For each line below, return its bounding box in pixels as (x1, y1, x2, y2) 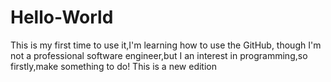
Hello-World (10, 6, 114, 29)
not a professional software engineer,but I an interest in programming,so (10, 49, 308, 61)
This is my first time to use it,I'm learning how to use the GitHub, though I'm (10, 39, 322, 51)
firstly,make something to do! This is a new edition (10, 60, 217, 72)
